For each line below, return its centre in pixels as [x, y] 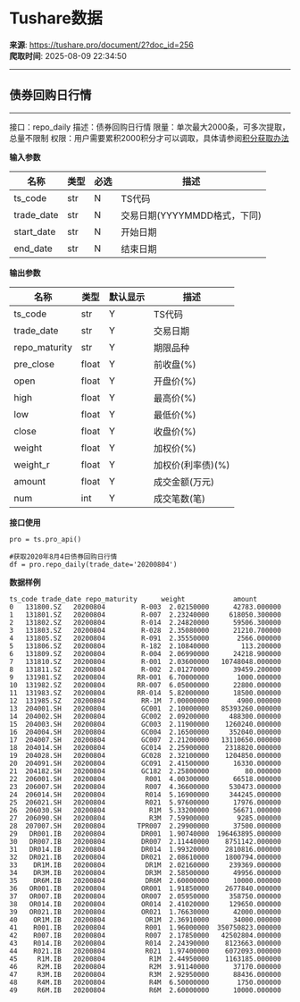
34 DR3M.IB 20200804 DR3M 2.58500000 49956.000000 [145, 872]
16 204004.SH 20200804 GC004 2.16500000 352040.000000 [145, 732]
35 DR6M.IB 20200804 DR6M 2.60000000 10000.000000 [145, 880]
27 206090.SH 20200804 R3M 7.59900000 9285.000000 [145, 818]
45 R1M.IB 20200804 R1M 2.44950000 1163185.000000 [145, 959]
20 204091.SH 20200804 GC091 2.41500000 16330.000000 [145, 763]
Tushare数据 [56, 18]
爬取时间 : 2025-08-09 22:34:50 [68, 55]
